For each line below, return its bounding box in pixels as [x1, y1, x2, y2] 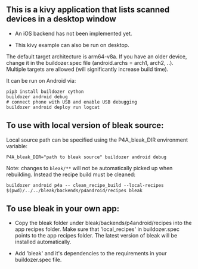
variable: [6, 142, 28, 149]
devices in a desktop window [6, 14, 116, 24]
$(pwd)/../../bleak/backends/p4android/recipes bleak [6, 187, 143, 193]
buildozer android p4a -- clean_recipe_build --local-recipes [6, 182, 164, 188]
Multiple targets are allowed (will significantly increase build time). [6, 65, 169, 73]
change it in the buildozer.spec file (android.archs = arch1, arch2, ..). [6, 59, 174, 66]
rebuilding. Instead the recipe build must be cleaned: [6, 171, 136, 178]
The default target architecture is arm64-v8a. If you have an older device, [6, 53, 187, 60]
